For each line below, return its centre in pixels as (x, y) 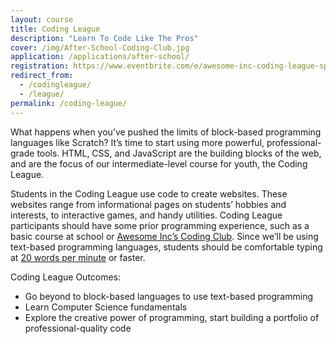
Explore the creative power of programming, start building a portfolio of (172, 317)
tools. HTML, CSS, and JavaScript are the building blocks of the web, (179, 153)
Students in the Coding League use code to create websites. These (149, 193)
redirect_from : (42, 76)
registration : (40, 66)
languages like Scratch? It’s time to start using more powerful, (137, 142)
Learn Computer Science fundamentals (106, 307)
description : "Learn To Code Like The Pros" (104, 38)
